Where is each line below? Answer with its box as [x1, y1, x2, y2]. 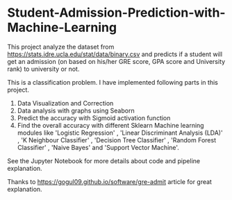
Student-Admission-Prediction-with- [7, 5, 226, 21]
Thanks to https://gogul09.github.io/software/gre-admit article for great [7, 177, 212, 185]
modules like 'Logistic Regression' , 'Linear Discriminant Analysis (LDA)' [17, 128, 224, 137]
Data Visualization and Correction [17, 99, 114, 107]
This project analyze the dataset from [7, 42, 115, 51]
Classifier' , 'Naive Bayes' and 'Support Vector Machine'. [17, 143, 179, 151]
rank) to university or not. [7, 65, 80, 73]
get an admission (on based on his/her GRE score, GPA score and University [7, 57, 226, 65]
